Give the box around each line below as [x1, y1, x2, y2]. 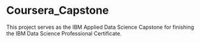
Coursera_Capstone [6, 4, 109, 17]
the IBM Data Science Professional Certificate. [6, 29, 122, 37]
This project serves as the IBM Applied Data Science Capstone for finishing [6, 23, 195, 31]
